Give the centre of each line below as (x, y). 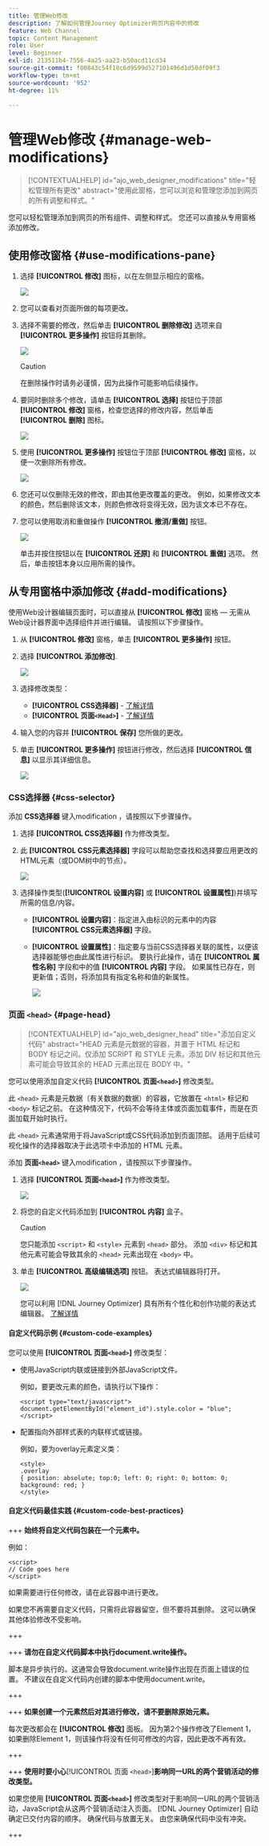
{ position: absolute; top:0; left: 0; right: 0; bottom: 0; (124, 1478)
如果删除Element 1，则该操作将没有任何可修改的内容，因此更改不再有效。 (129, 1738)
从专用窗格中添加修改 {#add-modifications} (118, 591)
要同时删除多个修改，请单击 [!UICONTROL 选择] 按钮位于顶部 (121, 400)
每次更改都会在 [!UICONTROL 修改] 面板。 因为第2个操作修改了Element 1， (132, 1728)
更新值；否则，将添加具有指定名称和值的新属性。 (112, 977)
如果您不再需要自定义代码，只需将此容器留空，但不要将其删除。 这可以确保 (132, 1609)
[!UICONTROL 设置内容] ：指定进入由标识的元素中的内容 (124, 920)
